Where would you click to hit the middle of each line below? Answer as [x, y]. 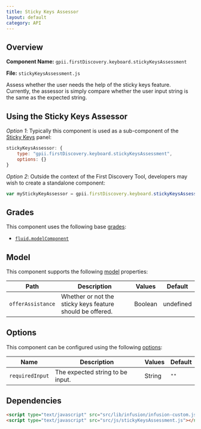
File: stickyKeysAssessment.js [43, 73]
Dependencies [34, 401]
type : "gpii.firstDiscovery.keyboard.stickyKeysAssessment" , [95, 153]
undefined [177, 304]
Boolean [146, 304]
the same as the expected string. [47, 98]
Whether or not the [88, 296]
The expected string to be [91, 372]
